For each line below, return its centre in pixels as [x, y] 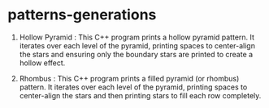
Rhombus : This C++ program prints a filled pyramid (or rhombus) [129, 78]
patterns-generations [82, 15]
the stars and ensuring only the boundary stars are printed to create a [136, 54]
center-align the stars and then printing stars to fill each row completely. [140, 95]
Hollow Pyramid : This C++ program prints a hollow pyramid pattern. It [137, 37]
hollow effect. [42, 63]
